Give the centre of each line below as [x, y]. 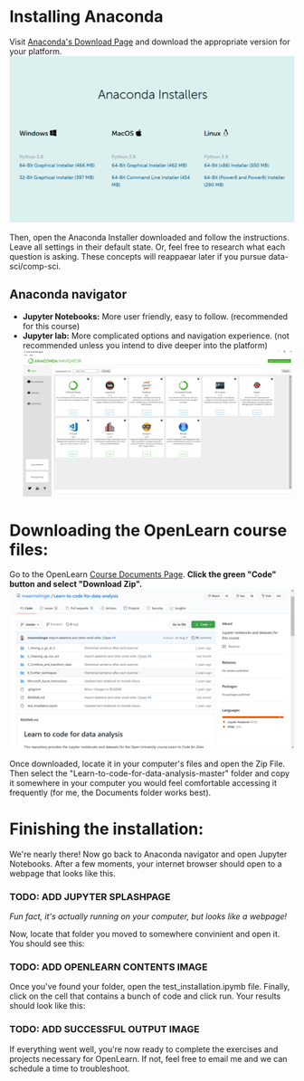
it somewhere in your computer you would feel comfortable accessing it [143, 782]
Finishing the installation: [107, 829]
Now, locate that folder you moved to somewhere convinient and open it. [145, 934]
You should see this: [47, 944]
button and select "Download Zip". [76, 584]
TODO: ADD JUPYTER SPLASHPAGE [90, 896]
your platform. [36, 51]
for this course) [51, 326]
